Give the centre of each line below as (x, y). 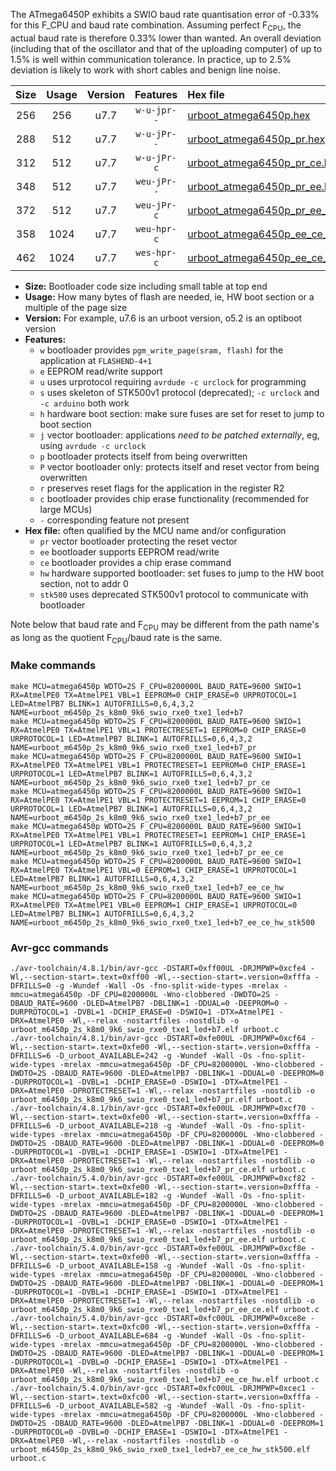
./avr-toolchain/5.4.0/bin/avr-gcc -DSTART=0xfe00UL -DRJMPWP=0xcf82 (158, 1178)
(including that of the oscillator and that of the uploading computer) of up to (166, 48)
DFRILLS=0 (31, 985)
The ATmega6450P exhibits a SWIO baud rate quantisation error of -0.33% (165, 14)
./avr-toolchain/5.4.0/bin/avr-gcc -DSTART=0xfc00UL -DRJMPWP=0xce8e (158, 1318)
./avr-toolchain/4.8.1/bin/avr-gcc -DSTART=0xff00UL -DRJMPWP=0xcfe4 (158, 968)
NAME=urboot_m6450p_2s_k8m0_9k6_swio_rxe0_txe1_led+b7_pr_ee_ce (147, 852)
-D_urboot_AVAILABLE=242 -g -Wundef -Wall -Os (153, 1055)
